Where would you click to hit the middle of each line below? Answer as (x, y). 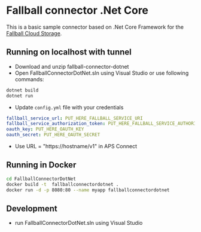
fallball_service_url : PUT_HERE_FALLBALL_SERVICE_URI (75, 118)
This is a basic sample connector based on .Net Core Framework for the (95, 27)
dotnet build (22, 90)
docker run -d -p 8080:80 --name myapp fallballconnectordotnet (88, 190)
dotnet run (20, 96)
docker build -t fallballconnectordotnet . (63, 184)
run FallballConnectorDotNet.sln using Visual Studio (79, 223)
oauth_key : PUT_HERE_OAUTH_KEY (45, 129)
